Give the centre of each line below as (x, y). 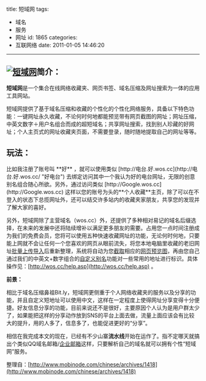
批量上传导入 (28, 251)
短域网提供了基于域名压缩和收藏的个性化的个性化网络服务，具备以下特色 (97, 109)
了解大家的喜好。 (28, 207)
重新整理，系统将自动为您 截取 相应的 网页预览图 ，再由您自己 (124, 251)
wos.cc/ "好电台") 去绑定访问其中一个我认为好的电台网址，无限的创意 (108, 176)
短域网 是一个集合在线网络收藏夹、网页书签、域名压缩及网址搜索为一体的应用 (103, 88)
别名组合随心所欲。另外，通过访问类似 (55, 184)
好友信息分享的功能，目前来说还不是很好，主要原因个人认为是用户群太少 (108, 307)
